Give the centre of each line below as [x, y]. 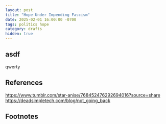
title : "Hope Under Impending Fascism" [48, 15]
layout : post [19, 10]
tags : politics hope [27, 24]
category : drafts [24, 29]
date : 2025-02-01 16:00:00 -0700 [41, 19]
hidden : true [19, 34]
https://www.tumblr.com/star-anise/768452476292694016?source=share [83, 95]
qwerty [13, 66]
